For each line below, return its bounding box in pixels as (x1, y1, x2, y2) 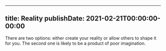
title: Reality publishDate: (5, 14, 85, 23)
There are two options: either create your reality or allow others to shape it (5, 35, 157, 41)
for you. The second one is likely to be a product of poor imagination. (5, 40, 146, 46)
